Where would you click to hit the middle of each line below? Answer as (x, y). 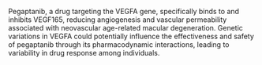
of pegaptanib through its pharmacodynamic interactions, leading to (119, 45)
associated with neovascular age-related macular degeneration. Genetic (125, 28)
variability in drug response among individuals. (84, 53)
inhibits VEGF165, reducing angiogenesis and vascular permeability (118, 20)
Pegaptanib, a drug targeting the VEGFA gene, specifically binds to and (124, 11)
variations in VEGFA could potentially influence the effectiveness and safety (131, 36)
